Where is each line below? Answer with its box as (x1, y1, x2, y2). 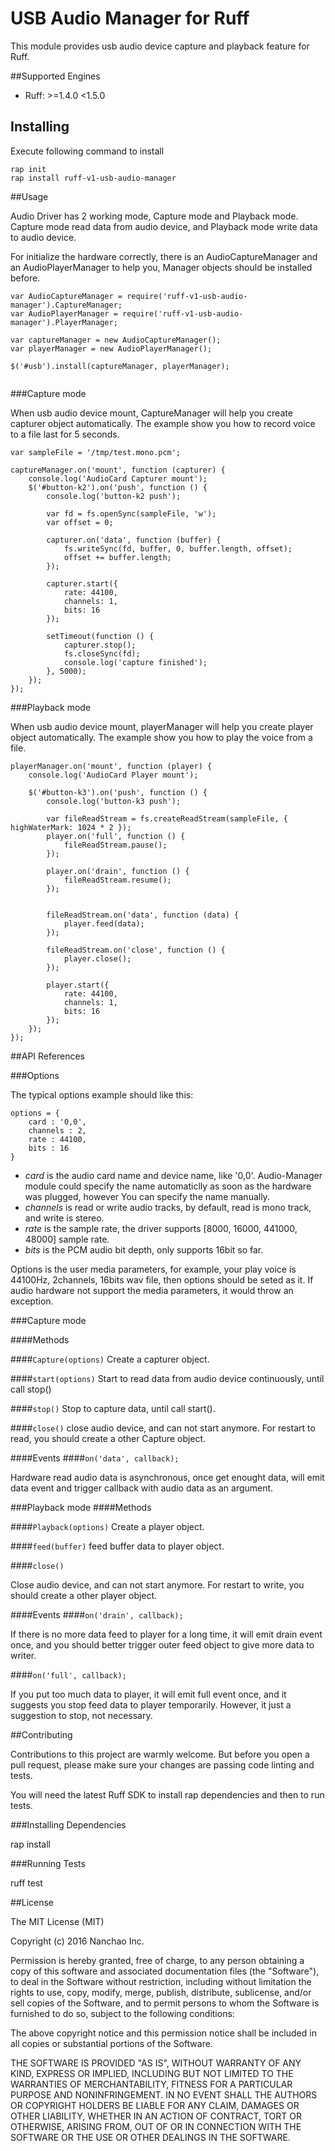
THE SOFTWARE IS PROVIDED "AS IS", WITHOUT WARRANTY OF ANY (10, 2057, 302, 2069)
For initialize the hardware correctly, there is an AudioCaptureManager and (10, 250, 318, 262)
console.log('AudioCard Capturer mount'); (28, 473, 208, 484)
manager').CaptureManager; (10, 300, 123, 310)
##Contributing (10, 1728, 73, 1741)
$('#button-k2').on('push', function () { (28, 482, 208, 492)
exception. (10, 1295, 54, 1307)
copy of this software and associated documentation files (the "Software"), (10, 1965, 320, 1977)
